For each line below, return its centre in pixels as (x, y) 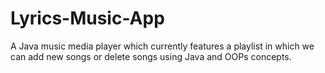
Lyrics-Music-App (87, 18)
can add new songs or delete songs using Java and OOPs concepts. (151, 56)
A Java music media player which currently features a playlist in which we (162, 46)
